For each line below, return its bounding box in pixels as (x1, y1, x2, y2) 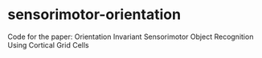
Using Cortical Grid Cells (7, 40, 89, 49)
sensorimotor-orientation (7, 6, 182, 24)
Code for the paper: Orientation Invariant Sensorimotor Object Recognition (7, 32, 254, 41)
